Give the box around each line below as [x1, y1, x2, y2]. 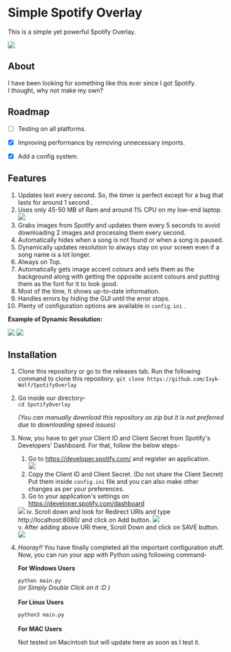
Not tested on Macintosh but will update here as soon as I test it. [17, 638, 200, 646]
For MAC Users [17, 625, 63, 633]
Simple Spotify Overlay [8, 5, 143, 21]
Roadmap [8, 106, 50, 118]
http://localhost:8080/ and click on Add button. [17, 516, 151, 524]
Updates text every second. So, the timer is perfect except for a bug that [17, 191, 224, 199]
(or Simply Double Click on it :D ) [17, 584, 111, 592]
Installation [8, 349, 57, 360]
